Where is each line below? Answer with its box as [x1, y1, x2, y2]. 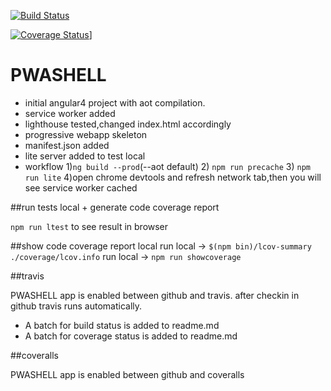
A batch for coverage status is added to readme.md [24, 330, 238, 342]
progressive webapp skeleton [24, 128, 148, 140]
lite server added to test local [24, 150, 146, 162]
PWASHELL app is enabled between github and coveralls [10, 368, 245, 380]
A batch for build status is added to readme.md [24, 319, 220, 331]
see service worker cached [24, 181, 138, 194]
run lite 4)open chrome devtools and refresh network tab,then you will [24, 171, 322, 183]
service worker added [24, 107, 116, 119]
